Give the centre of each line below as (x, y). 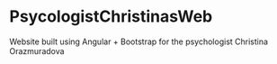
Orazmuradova (37, 50)
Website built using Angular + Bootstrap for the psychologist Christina (138, 41)
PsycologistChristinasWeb (111, 17)
